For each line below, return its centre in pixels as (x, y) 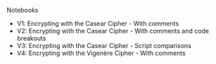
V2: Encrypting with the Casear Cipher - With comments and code (113, 31)
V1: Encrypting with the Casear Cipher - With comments (98, 23)
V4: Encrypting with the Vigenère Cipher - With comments (101, 53)
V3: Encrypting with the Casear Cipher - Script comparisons (104, 46)
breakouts (31, 38)
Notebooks (23, 10)
